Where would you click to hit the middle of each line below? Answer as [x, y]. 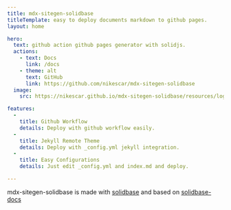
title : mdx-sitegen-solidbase [51, 13]
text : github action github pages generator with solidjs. [100, 45]
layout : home [26, 26]
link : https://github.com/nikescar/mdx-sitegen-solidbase [110, 83]
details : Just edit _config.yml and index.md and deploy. [104, 167]
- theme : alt [38, 71]
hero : [15, 39]
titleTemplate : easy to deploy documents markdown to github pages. [107, 20]
